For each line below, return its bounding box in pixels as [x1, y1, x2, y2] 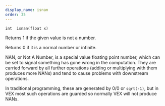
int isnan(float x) [5, 26, 49, 31]
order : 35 [5, 12, 26, 17]
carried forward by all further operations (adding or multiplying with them [5, 65, 157, 71]
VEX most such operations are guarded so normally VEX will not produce [5, 90, 157, 96]
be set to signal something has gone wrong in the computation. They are [5, 59, 156, 65]
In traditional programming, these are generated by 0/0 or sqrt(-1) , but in [5, 85, 159, 91]
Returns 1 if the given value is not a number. [5, 35, 96, 41]
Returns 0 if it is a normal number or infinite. [5, 44, 97, 50]
